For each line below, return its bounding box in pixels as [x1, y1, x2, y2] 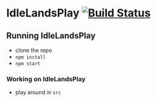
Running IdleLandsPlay [6, 31, 96, 41]
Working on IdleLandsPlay [6, 75, 86, 83]
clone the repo [15, 46, 53, 54]
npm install [15, 54, 46, 60]
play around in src [15, 89, 61, 96]
